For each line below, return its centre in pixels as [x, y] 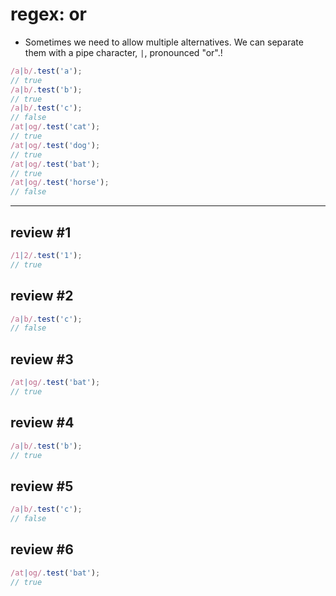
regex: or [49, 14]
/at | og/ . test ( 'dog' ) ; [55, 145]
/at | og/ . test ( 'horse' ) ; [60, 183]
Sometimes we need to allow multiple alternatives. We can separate [164, 42]
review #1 [41, 232]
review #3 [42, 359]
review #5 [42, 486]
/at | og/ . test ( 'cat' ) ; [55, 127]
